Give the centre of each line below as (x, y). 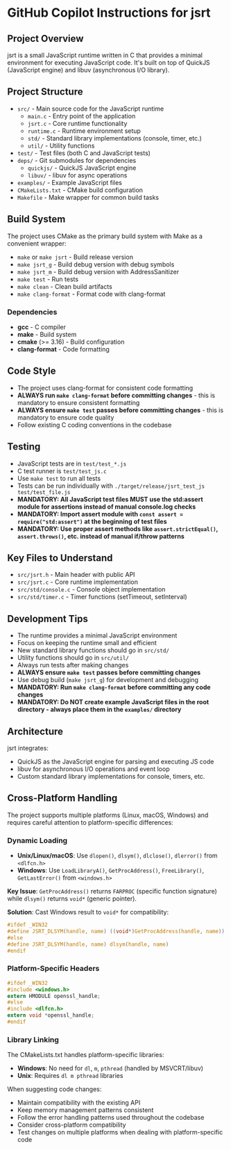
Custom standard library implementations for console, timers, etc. (111, 776)
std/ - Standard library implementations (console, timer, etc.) (115, 138)
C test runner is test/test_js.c (62, 470)
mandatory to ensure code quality (66, 417)
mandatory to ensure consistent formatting (78, 402)
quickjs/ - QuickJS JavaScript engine (82, 168)
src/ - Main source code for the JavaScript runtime (91, 109)
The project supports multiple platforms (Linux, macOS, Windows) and (108, 815)
